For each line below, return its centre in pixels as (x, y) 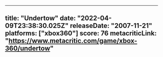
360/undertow (28, 49)
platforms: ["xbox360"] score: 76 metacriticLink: (81, 34)
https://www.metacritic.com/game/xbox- (73, 41)
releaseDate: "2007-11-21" (111, 26)
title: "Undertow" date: (41, 18)
